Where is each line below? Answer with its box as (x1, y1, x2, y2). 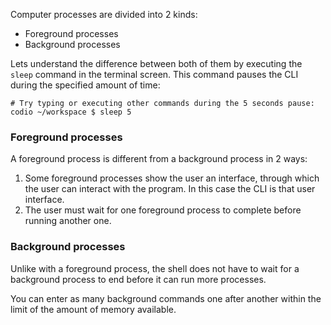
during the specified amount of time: (10, 79, 161, 91)
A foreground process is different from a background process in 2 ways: (10, 153, 308, 165)
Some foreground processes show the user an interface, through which (24, 172, 320, 184)
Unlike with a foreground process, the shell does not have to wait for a (10, 262, 300, 274)
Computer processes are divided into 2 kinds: (10, 9, 198, 20)
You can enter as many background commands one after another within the (10, 292, 322, 304)
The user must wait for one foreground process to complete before (24, 204, 302, 216)
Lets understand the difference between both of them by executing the (10, 58, 303, 69)
